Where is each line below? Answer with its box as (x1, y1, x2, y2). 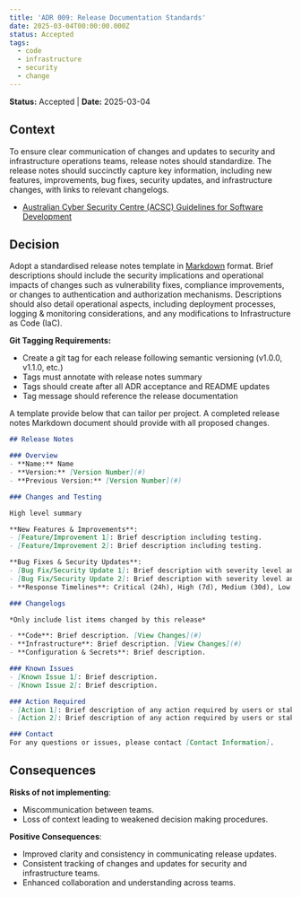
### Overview (9, 451, 58, 460)
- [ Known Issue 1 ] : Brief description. (9, 672, 159, 682)
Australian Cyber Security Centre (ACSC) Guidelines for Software (21, 201, 263, 212)
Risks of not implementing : (9, 787, 112, 797)
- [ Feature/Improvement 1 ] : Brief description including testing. (9, 533, 262, 543)
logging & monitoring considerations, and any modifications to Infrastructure (9, 309, 291, 319)
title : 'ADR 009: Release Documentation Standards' (9, 13, 206, 22)
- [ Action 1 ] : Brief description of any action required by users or (9, 705, 275, 714)
